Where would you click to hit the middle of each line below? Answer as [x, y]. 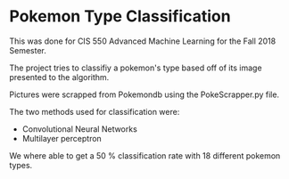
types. [21, 165]
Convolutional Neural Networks [80, 129]
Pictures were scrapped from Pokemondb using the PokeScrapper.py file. [144, 94]
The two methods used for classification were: [95, 111]
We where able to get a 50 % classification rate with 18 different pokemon [145, 155]
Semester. [28, 50]
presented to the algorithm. [59, 77]
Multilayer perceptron [62, 138]
